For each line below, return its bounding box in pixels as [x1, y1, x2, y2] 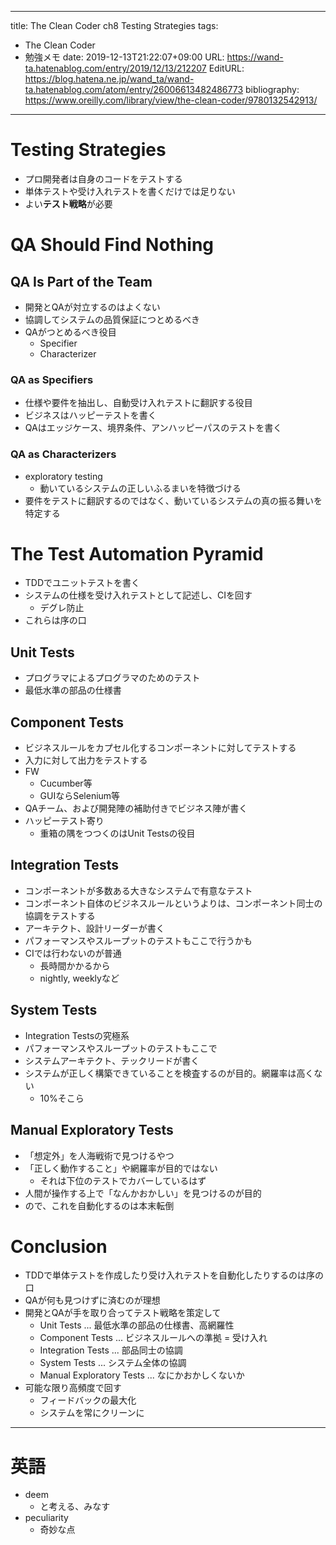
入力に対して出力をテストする [24, 754, 148, 766]
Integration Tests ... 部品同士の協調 [39, 1344, 183, 1356]
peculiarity [24, 1512, 69, 1524]
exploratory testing [24, 470, 103, 482]
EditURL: [208, 62, 245, 74]
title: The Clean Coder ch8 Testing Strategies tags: [10, 20, 219, 31]
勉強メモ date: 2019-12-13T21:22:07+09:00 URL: [24, 51, 225, 63]
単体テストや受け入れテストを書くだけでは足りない [24, 185, 236, 197]
